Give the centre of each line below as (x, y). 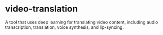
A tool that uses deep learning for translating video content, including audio (82, 22)
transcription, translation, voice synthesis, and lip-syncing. (65, 27)
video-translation (41, 9)
